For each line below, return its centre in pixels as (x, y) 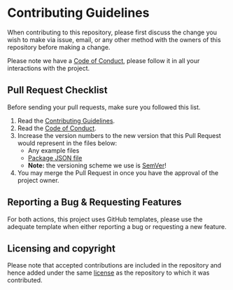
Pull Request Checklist (57, 90)
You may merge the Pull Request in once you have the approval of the (118, 172)
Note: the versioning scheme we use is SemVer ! (97, 165)
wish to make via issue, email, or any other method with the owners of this (114, 39)
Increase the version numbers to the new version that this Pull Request (119, 135)
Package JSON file (55, 158)
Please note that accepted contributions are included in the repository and (114, 265)
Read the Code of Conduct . (57, 128)
